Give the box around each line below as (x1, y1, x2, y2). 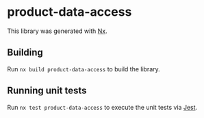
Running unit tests (7, 85, 87, 97)
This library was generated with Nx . (7, 27, 107, 35)
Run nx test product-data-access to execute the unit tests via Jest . (7, 103, 198, 111)
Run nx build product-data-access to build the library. (7, 64, 161, 73)
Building (7, 47, 43, 58)
